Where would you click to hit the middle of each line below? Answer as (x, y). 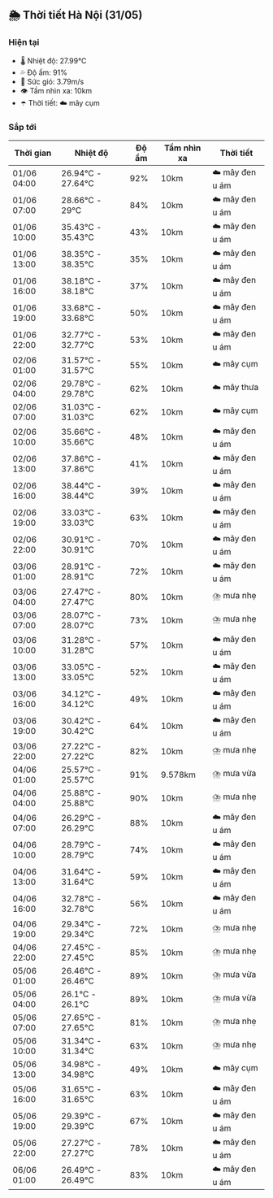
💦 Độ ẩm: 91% (43, 72)
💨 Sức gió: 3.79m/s (52, 81)
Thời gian (33, 153)
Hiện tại (24, 42)
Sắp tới (22, 127)
